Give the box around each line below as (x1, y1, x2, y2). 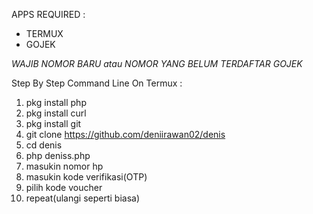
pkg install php (25, 97, 87, 108)
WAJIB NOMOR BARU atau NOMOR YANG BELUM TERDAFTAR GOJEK (11, 58, 303, 69)
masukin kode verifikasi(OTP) (25, 171, 148, 183)
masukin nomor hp (25, 160, 104, 172)
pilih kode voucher (25, 182, 103, 193)
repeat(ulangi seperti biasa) (25, 192, 140, 204)
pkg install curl (25, 107, 87, 119)
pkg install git (25, 118, 82, 129)
